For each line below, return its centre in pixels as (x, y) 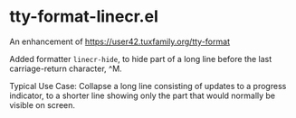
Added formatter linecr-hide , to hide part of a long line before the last (141, 59)
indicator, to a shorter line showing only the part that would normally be (143, 95)
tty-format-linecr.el (84, 17)
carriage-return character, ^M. (66, 68)
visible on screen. (42, 104)
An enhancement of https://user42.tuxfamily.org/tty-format (120, 41)
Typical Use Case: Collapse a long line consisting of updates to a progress (148, 86)
